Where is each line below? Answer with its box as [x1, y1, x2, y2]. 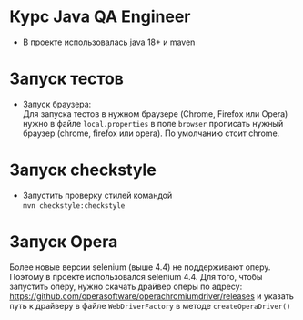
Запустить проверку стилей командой [22, 190, 173, 201]
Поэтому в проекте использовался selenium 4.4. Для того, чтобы [9, 271, 263, 282]
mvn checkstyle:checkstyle [22, 201, 126, 211]
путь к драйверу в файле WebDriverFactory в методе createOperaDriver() [9, 300, 291, 311]
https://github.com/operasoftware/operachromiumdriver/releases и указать [9, 290, 294, 302]
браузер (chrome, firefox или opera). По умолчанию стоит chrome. [22, 128, 280, 139]
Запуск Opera [9, 232, 118, 252]
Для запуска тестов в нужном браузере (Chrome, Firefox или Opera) [22, 108, 288, 119]
